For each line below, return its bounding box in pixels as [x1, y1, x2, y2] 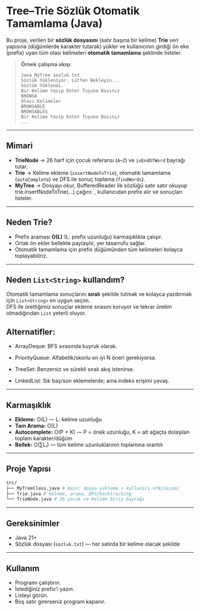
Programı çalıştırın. [14, 579, 61, 586]
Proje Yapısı [6, 464, 51, 474]
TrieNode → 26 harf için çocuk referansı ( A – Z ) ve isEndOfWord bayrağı [14, 156, 186, 164]
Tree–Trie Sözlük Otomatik [6, 4, 140, 18]
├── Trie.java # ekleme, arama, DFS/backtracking [6, 491, 132, 497]
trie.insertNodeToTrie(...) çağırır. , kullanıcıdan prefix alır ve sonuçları [14, 188, 183, 195]
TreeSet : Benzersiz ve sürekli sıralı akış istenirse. [14, 366, 135, 373]
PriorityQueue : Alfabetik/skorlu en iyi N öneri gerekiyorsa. [14, 354, 157, 361]
